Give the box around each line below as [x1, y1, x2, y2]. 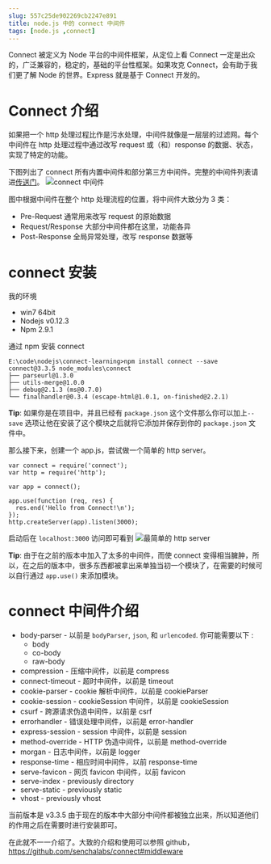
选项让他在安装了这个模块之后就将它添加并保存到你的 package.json [24, 418, 248, 428]
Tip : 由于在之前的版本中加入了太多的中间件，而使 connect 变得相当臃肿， [8, 550, 252, 560]
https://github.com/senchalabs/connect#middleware [8, 846, 184, 857]
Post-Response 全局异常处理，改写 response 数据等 [19, 232, 194, 242]
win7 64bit [19, 308, 56, 318]
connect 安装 [8, 263, 97, 281]
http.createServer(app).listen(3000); [8, 518, 139, 526]
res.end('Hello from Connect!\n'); [15, 504, 135, 512]
